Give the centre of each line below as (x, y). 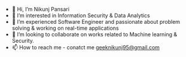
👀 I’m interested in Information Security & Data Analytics (81, 15)
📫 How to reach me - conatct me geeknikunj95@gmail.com (86, 47)
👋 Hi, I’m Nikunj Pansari (41, 9)
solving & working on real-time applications (65, 28)
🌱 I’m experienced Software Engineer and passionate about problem (96, 22)
